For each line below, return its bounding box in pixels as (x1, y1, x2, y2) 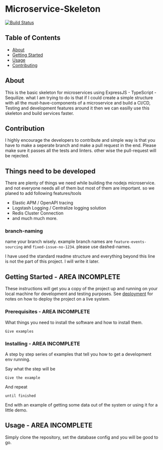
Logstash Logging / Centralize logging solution (12, 205, 106, 211)
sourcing (5, 245, 23, 250)
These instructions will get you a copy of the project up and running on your (5, 286, 158, 292)
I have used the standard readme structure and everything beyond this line (5, 253, 155, 259)
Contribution (5, 124, 45, 132)
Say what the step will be (5, 365, 56, 372)
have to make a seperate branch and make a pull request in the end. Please (5, 143, 157, 149)
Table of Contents (5, 34, 61, 42)
